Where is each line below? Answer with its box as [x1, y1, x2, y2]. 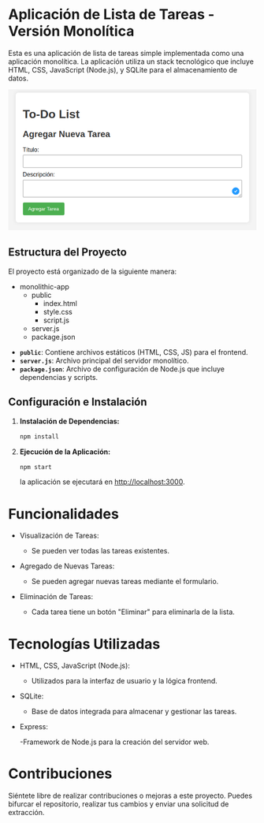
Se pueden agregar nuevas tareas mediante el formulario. [31, 577, 219, 587]
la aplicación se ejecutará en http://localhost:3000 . [19, 477, 185, 486]
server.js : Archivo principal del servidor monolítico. [19, 356, 189, 365]
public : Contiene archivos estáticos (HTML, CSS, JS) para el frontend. [19, 347, 248, 356]
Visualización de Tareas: [19, 531, 99, 541]
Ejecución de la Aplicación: [19, 447, 111, 456]
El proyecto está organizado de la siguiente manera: [8, 266, 177, 276]
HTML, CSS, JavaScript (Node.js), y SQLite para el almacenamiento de [8, 65, 238, 74]
